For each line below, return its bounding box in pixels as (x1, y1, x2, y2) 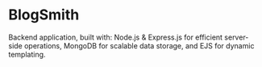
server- (224, 32, 249, 42)
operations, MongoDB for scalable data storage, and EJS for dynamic (23, 40, 255, 50)
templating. (8, 49, 46, 59)
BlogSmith (8, 6, 80, 24)
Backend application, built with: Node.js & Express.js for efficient (8, 32, 223, 42)
